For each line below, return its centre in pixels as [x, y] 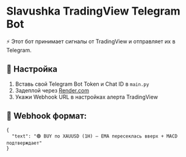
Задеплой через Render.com [52, 90]
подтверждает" [24, 143]
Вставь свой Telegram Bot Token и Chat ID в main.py [82, 84]
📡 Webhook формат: [47, 116]
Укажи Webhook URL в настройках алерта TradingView [87, 97]
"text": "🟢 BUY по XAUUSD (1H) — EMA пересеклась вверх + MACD [95, 136]
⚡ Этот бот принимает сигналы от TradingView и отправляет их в [91, 41]
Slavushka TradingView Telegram [94, 11]
